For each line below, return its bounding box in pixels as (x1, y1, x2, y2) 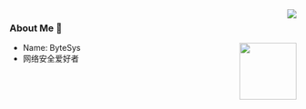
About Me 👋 (9, 22, 63, 35)
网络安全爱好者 (22, 54, 79, 64)
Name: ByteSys (22, 43, 81, 54)
